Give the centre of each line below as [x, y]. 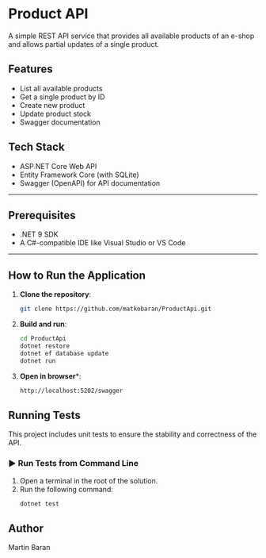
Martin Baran [29, 548]
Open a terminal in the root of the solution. [89, 480]
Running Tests [44, 415]
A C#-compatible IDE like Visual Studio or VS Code [103, 243]
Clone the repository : [55, 294]
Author [26, 528]
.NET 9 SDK [39, 234]
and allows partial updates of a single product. [84, 44]
